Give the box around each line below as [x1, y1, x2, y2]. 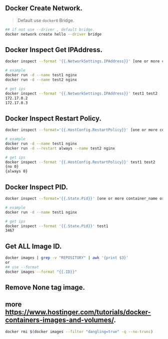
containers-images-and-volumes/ [5, 316, 114, 324]
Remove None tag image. [5, 283, 85, 291]
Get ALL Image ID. [5, 242, 62, 250]
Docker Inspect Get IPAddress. [5, 45, 103, 54]
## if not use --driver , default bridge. [5, 27, 95, 32]
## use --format [5, 264, 39, 270]
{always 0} [5, 169, 28, 174]
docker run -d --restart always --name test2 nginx [5, 145, 115, 151]
